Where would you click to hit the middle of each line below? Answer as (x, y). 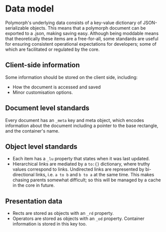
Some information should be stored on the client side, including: (71, 77)
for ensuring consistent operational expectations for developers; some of (81, 44)
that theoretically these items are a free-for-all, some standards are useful (82, 39)
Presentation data (34, 201)
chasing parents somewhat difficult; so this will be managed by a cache (87, 180)
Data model (30, 9)
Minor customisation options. (43, 92)
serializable (17, 28)
